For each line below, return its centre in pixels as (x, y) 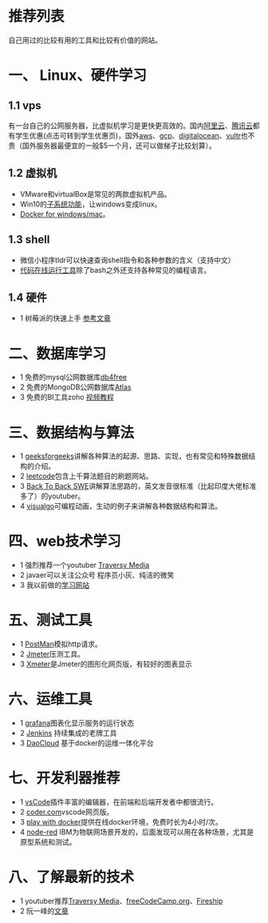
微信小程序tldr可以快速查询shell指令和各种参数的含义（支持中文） (127, 260)
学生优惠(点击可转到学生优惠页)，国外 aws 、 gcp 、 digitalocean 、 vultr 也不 (135, 135)
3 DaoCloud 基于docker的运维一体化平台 (87, 743)
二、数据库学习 (57, 354)
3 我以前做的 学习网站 (55, 585)
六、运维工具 (51, 699)
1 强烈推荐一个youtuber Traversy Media (85, 565)
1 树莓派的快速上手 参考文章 (65, 318)
